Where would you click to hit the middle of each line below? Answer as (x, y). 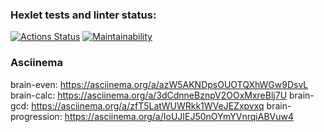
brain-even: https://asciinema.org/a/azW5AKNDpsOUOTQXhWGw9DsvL (159, 84)
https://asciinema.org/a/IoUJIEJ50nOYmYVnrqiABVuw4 (179, 116)
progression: (36, 116)
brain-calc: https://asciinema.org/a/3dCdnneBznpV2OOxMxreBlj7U (149, 95)
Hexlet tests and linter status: (83, 15)
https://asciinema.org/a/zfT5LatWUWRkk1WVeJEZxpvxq (148, 105)
